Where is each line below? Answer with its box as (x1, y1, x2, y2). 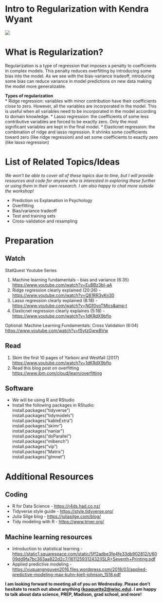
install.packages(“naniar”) (12, 428, 65, 434)
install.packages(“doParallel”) (12, 433, 72, 439)
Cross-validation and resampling (12, 218, 78, 224)
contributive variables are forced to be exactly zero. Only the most (5, 118, 138, 125)
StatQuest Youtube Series (5, 267, 57, 273)
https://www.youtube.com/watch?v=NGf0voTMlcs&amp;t (12, 303, 127, 309)
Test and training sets (12, 213, 56, 219)
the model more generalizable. (5, 83, 67, 89)
